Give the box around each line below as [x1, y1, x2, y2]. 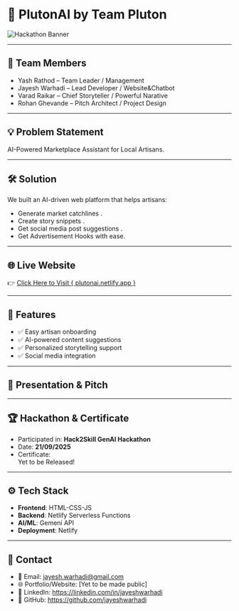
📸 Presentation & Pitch [7, 379, 108, 391]
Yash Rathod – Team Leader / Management [17, 76, 144, 85]
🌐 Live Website [7, 259, 76, 271]
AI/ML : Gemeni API [17, 519, 75, 527]
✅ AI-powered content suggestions [17, 336, 122, 344]
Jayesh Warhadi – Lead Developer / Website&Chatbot [17, 83, 175, 92]
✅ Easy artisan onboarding [17, 327, 97, 336]
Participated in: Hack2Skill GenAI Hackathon [17, 435, 152, 443]
